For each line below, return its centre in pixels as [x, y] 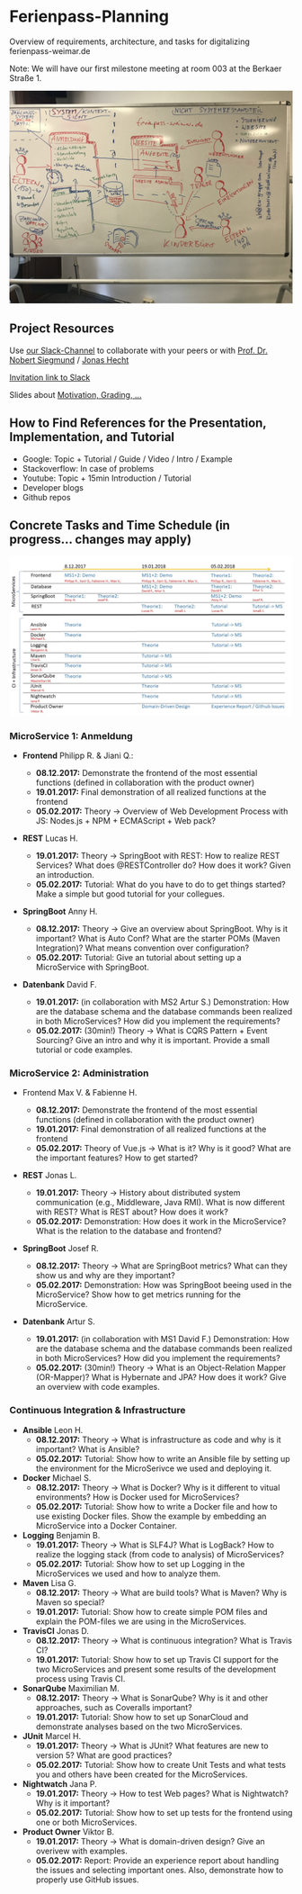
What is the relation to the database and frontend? [129, 1231]
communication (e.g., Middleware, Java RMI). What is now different [160, 1203]
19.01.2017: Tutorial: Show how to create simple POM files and [151, 1611]
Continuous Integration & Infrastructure [98, 1411]
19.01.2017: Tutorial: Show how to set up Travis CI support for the [157, 1659]
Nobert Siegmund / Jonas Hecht [69, 360]
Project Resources [62, 329]
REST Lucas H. [50, 838]
